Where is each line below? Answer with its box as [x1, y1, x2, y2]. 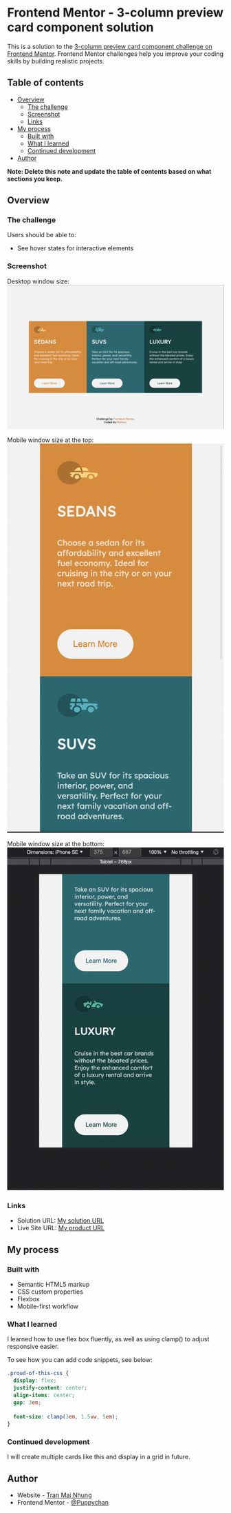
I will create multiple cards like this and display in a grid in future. [7, 1453, 190, 1461]
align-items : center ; [13, 1392, 76, 1399]
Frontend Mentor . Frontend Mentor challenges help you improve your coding [7, 50, 224, 58]
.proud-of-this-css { [7, 1370, 69, 1377]
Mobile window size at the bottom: [7, 839, 105, 848]
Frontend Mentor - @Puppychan [16, 1499, 109, 1507]
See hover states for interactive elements [16, 244, 134, 252]
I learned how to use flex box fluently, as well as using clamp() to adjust [7, 1335, 210, 1343]
